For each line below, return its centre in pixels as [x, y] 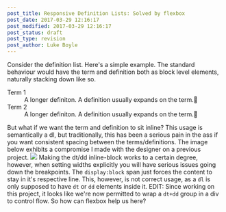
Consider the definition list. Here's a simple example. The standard [101, 65]
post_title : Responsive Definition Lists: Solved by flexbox [96, 13]
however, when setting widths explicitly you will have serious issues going [112, 164]
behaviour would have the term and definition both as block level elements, [113, 72]
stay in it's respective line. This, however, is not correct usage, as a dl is [109, 179]
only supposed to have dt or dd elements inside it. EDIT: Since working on [111, 186]
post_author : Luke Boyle [42, 45]
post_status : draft [35, 32]
